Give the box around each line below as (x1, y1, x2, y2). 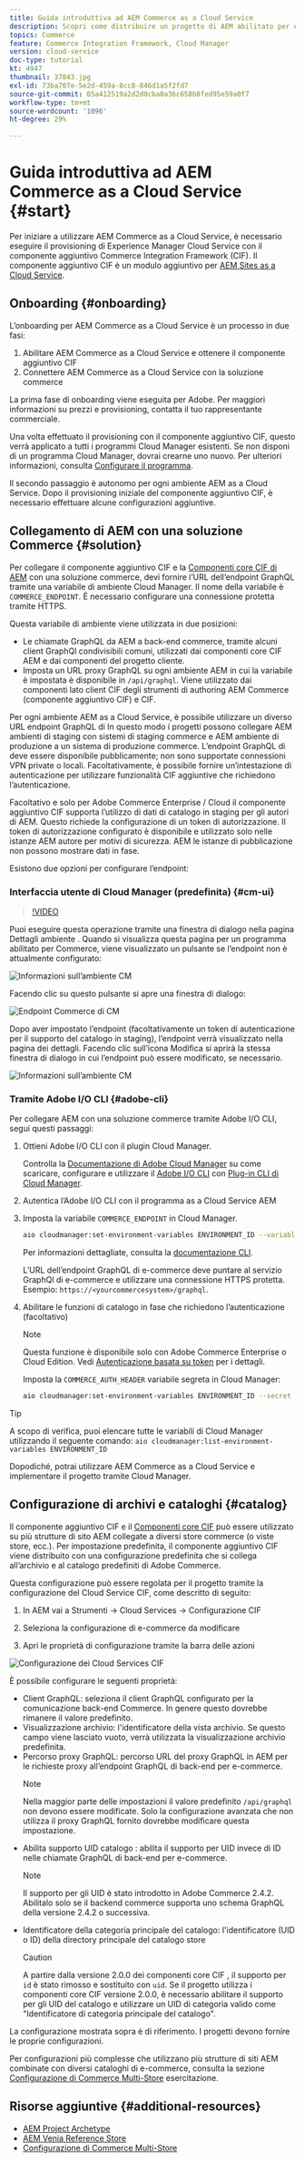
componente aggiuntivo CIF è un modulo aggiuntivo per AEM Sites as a (9, 260, 276, 271)
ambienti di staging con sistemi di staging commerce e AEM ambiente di (9, 730, 280, 742)
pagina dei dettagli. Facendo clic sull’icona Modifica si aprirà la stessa (9, 1042, 271, 1053)
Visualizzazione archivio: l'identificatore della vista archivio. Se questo (22, 1721, 286, 1732)
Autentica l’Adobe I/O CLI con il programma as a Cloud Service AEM (22, 1195, 277, 1206)
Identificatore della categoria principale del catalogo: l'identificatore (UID (22, 1924, 295, 1935)
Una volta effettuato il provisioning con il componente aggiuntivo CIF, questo (9, 431, 296, 442)
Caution (22, 1952, 53, 1963)
